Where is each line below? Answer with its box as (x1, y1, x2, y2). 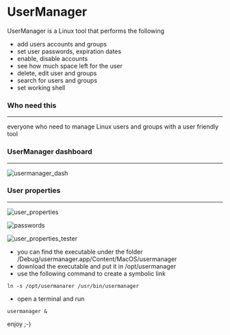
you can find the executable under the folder (16, 247, 143, 256)
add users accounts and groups (16, 40, 107, 48)
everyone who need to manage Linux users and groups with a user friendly (7, 122, 219, 131)
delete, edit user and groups (16, 69, 97, 77)
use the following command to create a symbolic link (16, 269, 166, 278)
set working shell (16, 83, 66, 92)
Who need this (7, 100, 57, 110)
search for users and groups (16, 76, 98, 84)
